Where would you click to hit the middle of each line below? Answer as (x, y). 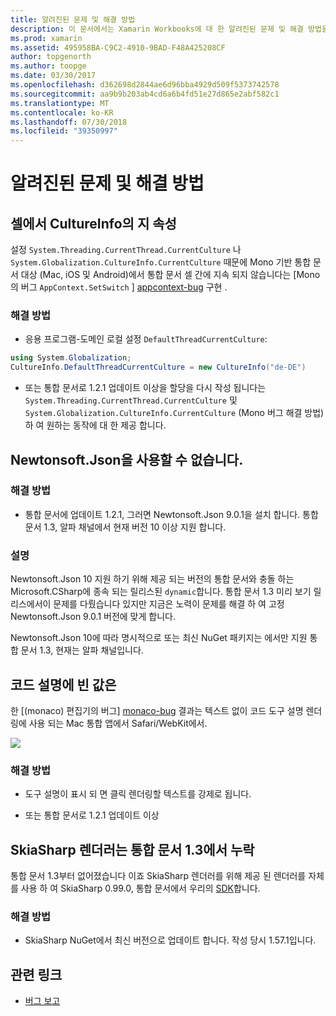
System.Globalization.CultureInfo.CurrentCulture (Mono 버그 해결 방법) (174, 413)
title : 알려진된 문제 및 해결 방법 (73, 19)
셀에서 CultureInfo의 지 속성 (93, 223)
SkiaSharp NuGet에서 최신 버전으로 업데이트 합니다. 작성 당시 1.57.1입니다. (170, 940)
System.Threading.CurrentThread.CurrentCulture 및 (131, 400)
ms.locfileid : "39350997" (64, 131)
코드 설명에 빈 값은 (63, 684)
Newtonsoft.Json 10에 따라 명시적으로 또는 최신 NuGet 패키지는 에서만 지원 (159, 638)
